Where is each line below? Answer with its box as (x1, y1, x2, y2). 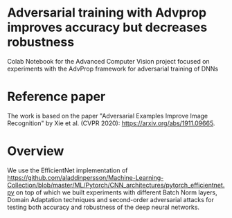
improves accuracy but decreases (7, 19, 208, 35)
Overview (7, 143, 64, 159)
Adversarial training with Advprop (7, 5, 206, 21)
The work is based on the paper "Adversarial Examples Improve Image (7, 111, 208, 120)
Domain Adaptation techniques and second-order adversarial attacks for (7, 195, 215, 203)
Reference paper (7, 89, 106, 105)
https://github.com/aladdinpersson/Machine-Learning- (7, 173, 164, 181)
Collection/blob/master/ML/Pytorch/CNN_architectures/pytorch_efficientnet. (7, 181, 225, 189)
